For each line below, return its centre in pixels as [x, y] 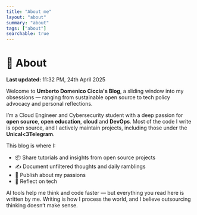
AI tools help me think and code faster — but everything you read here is [95, 193]
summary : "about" [28, 23]
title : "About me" [29, 12]
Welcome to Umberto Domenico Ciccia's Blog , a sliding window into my [95, 91]
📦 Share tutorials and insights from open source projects [85, 157]
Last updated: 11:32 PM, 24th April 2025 [56, 80]
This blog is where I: [31, 146]
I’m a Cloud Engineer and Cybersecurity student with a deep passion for [95, 115]
